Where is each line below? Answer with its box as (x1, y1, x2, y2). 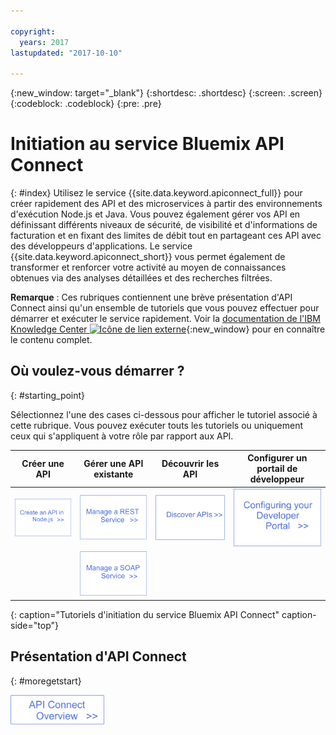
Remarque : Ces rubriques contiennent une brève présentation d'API (10, 291, 293, 304)
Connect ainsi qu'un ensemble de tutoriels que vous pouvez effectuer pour (10, 302, 320, 314)
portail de (256, 463, 298, 475)
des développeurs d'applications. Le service (10, 240, 193, 252)
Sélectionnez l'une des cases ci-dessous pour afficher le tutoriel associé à (10, 408, 318, 420)
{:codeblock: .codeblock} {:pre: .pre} (10, 98, 162, 110)
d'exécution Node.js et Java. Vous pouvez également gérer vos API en (10, 208, 301, 220)
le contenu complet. (10, 334, 93, 346)
